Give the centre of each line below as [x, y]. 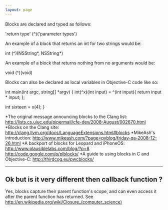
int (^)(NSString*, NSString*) [34, 53]
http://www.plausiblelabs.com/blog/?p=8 [47, 148]
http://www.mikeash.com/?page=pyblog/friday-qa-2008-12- [95, 137]
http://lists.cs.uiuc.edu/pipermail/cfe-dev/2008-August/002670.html [75, 122]
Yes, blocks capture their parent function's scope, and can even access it [81, 191]
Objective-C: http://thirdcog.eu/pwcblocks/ [49, 159]
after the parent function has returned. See [49, 197]
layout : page [19, 10]
